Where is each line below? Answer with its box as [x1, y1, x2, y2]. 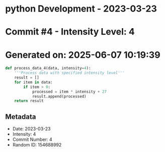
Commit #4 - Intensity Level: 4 [5, 26, 135, 38]
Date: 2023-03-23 [12, 126, 51, 132]
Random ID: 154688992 [12, 142, 62, 148]
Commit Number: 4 [12, 136, 52, 142]
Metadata [5, 112, 36, 121]
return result [14, 99, 44, 104]
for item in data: [14, 80, 53, 85]
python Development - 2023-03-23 [5, 3, 157, 15]
